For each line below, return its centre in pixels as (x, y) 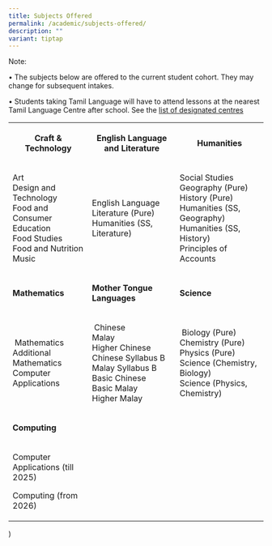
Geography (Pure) (214, 188)
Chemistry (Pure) (212, 343)
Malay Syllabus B (124, 368)
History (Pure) (206, 198)
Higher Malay (117, 399)
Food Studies (38, 238)
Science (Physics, (213, 383)
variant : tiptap (36, 38)
